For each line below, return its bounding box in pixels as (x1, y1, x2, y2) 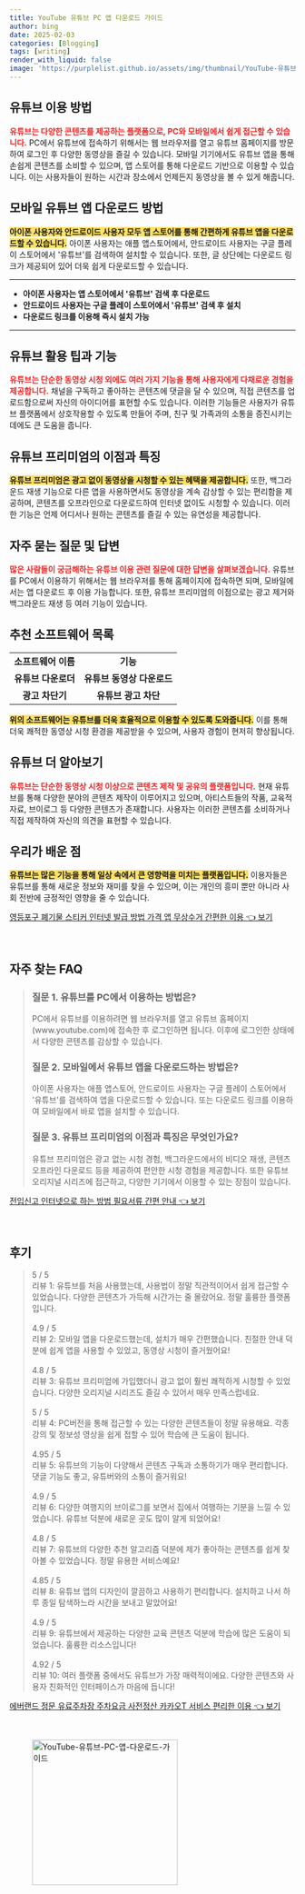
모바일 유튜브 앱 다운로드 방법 (9, 201, 164, 216)
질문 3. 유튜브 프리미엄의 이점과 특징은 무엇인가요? (31, 1131, 239, 1143)
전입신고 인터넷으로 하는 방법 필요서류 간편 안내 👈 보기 (9, 1195, 206, 1206)
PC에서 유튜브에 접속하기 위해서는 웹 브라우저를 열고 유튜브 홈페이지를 (28, 137, 278, 148)
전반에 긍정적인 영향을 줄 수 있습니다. (18, 892, 150, 903)
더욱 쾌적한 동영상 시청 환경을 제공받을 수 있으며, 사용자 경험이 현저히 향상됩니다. (9, 725, 295, 736)
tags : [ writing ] (9, 47, 71, 56)
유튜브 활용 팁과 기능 (9, 348, 117, 364)
